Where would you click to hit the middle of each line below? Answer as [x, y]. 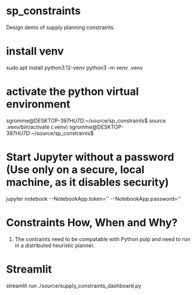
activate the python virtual [73, 92]
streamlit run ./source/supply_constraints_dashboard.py [74, 286]
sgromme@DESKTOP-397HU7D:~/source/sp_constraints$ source [86, 120]
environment [38, 104]
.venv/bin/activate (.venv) [37, 127]
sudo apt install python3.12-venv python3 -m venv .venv [74, 68]
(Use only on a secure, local [75, 169]
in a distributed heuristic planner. [55, 245]
